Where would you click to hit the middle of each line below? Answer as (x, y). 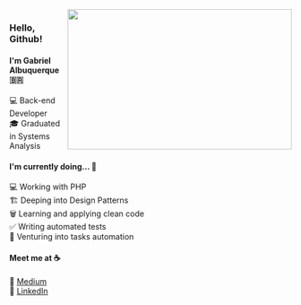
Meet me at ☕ (35, 257)
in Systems (30, 136)
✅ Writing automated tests (58, 227)
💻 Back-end (32, 100)
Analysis (25, 146)
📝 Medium (28, 281)
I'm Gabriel (30, 60)
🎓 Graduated (35, 124)
